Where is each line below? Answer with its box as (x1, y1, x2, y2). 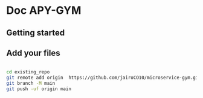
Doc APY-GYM (6, 4, 82, 17)
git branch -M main (6, 81, 56, 87)
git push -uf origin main (6, 86, 71, 92)
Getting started (6, 28, 65, 38)
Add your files (6, 47, 60, 58)
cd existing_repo (6, 69, 50, 75)
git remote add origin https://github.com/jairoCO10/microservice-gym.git (6, 75, 201, 81)
